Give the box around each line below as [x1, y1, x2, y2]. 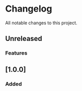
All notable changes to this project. [5, 20, 77, 26]
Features [5, 50, 28, 57]
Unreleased [5, 34, 43, 43]
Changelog [5, 3, 52, 15]
